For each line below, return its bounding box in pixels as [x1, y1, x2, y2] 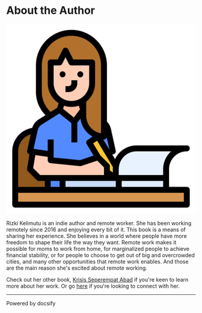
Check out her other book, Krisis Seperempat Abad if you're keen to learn [6, 276, 189, 283]
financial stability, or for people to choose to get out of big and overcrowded [6, 251, 195, 259]
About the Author [6, 4, 95, 17]
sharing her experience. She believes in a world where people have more [6, 232, 188, 240]
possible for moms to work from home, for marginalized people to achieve [6, 245, 189, 252]
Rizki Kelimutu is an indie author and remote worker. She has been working [6, 219, 192, 226]
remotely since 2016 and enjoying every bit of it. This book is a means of [6, 226, 186, 233]
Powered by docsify [6, 299, 56, 307]
